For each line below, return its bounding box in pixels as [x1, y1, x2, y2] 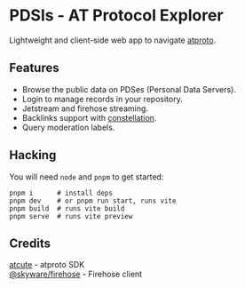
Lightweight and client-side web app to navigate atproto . [9, 35, 217, 45]
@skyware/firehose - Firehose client [9, 268, 143, 280]
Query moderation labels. [21, 122, 115, 132]
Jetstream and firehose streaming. [21, 103, 149, 114]
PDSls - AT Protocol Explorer [9, 5, 224, 26]
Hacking [9, 148, 57, 163]
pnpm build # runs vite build [9, 204, 125, 213]
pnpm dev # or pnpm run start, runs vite [9, 196, 177, 205]
